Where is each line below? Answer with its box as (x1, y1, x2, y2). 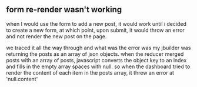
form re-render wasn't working (6, 5, 122, 15)
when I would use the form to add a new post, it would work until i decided (6, 20, 187, 27)
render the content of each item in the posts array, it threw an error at (6, 69, 175, 76)
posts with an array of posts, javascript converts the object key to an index (6, 56, 187, 63)
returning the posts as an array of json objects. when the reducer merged (6, 50, 184, 58)
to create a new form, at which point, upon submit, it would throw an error (6, 26, 185, 34)
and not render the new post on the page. (6, 32, 107, 40)
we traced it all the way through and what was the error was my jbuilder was (6, 44, 191, 51)
